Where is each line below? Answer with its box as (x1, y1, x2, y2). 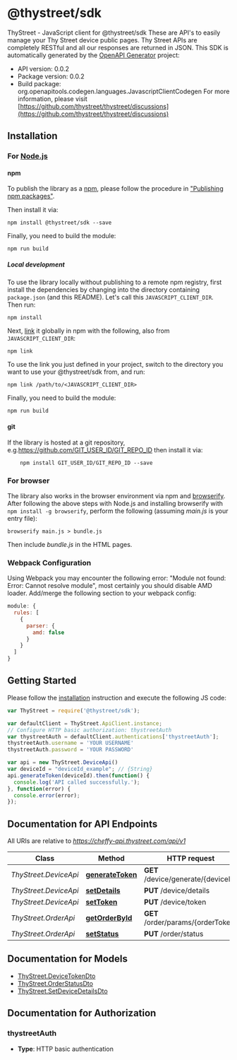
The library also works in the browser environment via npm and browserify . (7, 491, 226, 500)
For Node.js (7, 151, 48, 161)
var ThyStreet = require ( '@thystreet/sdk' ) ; (7, 707, 140, 714)
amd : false (32, 629, 65, 636)
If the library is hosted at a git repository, (7, 438, 126, 447)
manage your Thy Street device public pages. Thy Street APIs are (7, 35, 197, 44)
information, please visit (17, 94, 88, 103)
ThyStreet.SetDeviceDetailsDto (17, 987, 108, 995)
